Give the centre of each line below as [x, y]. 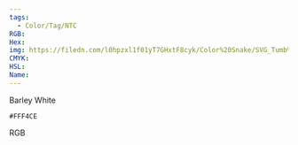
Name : [19, 75]
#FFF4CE [24, 116]
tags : [19, 17]
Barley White [32, 100]
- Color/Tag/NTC [47, 26]
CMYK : [19, 58]
